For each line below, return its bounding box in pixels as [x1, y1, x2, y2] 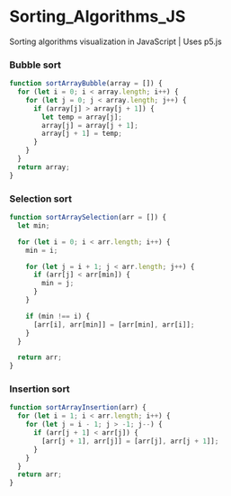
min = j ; [41, 279, 75, 288]
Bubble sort [9, 59, 61, 71]
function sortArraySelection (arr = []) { [9, 213, 167, 222]
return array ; [17, 162, 70, 172]
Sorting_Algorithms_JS [9, 6, 186, 27]
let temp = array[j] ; [41, 113, 123, 122]
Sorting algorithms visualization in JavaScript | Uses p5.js [9, 36, 222, 47]
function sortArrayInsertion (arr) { [9, 403, 147, 412]
